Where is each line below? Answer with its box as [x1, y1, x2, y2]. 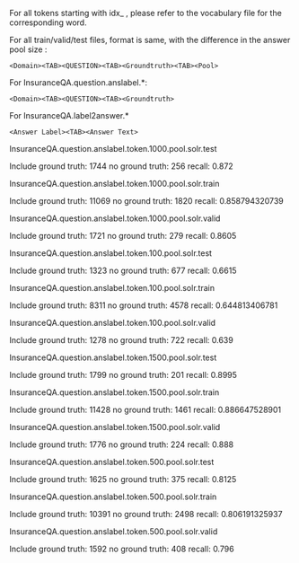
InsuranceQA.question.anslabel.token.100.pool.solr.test [9, 248, 213, 259]
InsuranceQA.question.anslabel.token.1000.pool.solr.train [9, 179, 220, 189]
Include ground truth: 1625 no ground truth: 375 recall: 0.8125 [9, 474, 237, 484]
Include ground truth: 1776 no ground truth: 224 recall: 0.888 [9, 439, 234, 450]
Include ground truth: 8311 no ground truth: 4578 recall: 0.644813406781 [9, 300, 278, 311]
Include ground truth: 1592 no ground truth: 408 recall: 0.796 [9, 543, 235, 554]
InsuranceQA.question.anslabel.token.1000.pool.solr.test [9, 144, 217, 154]
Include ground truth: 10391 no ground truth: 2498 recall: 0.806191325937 [9, 509, 283, 519]
